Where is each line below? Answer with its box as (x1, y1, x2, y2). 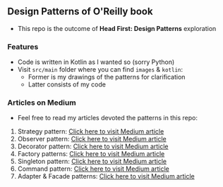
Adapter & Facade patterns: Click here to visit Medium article (17, 172, 195, 181)
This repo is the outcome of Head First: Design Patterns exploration (17, 24, 217, 32)
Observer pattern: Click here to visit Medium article (17, 135, 167, 143)
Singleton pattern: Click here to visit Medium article (17, 157, 167, 166)
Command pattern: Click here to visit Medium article (17, 165, 169, 173)
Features (7, 41, 39, 51)
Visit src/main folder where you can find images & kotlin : (17, 65, 183, 74)
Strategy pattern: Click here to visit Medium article (17, 127, 164, 136)
